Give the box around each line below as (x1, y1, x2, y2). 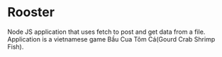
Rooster (7, 4, 55, 20)
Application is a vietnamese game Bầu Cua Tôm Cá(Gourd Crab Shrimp (7, 34, 216, 43)
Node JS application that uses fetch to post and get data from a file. (7, 27, 206, 36)
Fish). (7, 42, 24, 51)
